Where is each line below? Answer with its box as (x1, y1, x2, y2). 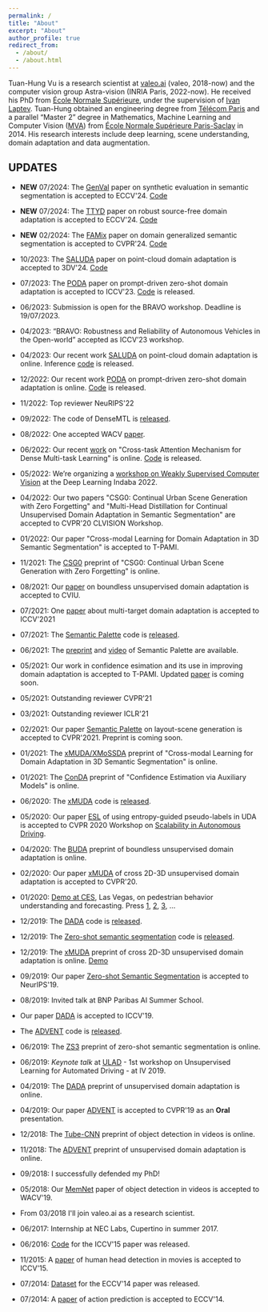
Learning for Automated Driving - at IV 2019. (19, 1066, 166, 1075)
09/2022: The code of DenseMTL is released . (19, 414, 171, 423)
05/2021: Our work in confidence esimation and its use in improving (19, 661, 243, 670)
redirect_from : (8, 42, 59, 50)
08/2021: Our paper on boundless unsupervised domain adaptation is (19, 582, 250, 591)
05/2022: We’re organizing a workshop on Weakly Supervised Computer (19, 469, 260, 478)
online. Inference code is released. (19, 358, 134, 368)
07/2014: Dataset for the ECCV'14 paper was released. (19, 1278, 200, 1288)
